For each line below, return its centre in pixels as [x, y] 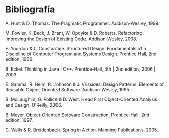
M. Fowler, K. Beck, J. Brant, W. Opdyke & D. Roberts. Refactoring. [75, 33]
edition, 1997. [19, 120]
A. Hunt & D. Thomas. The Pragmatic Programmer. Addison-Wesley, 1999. [82, 23]
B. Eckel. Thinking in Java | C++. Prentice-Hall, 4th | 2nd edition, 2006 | [80, 69]
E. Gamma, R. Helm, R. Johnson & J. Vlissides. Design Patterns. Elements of [85, 84]
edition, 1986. [20, 59]
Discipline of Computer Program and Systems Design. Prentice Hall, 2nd [81, 54]
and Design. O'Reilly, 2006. [34, 105]
